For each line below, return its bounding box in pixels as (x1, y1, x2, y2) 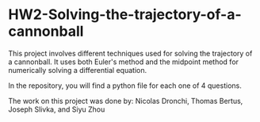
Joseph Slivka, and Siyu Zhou (8, 105, 105, 114)
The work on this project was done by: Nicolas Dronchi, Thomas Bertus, (8, 96, 243, 105)
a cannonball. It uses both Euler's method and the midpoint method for (8, 57, 239, 67)
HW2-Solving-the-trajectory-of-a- (8, 6, 242, 24)
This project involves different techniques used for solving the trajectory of (8, 48, 253, 58)
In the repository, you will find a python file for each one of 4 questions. (8, 81, 242, 90)
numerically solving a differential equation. (8, 65, 147, 74)
